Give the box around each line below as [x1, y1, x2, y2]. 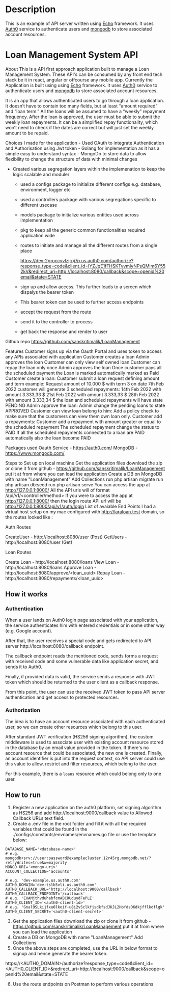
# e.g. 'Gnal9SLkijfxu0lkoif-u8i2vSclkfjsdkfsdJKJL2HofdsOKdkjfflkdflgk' [5, 904, 165, 910]
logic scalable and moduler [12, 171, 70, 177]
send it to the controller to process [20, 318, 93, 324]
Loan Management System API [5, 49, 138, 61]
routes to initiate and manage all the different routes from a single [20, 242, 158, 248]
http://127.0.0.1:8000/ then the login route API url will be [5, 498, 121, 504]
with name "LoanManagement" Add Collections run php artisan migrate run [5, 476, 164, 482]
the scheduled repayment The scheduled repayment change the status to [5, 424, 160, 430]
